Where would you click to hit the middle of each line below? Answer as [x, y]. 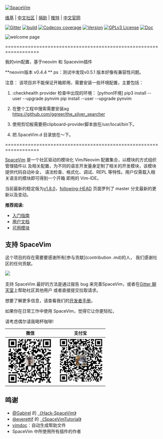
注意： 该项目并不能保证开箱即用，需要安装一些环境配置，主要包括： [74, 83]
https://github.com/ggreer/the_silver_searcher [58, 114]
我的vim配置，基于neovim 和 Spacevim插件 [49, 62]
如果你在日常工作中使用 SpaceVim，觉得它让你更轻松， [61, 311]
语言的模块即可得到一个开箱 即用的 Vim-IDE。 [55, 178]
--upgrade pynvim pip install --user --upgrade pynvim [77, 98]
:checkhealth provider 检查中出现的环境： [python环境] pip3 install [79, 93]
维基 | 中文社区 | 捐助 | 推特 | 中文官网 [43, 18]
